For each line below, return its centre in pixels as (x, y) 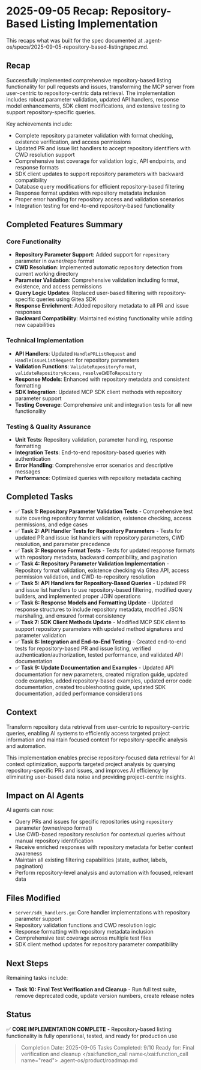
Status (19, 1014)
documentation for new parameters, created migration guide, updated (101, 674)
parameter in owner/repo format (55, 261)
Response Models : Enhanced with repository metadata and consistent (102, 379)
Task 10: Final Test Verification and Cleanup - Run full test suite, (96, 989)
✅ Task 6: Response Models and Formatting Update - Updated (94, 603)
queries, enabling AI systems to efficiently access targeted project (88, 733)
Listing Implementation (99, 24)
